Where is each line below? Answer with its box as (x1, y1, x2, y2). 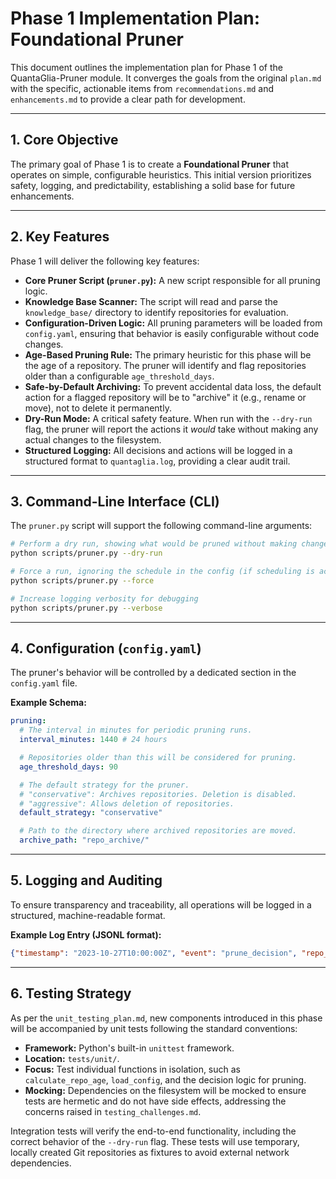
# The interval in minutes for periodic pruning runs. (19, 725, 253, 736)
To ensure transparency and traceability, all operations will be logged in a (10, 898, 312, 911)
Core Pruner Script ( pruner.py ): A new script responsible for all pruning (24, 274, 321, 286)
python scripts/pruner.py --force (10, 576, 155, 586)
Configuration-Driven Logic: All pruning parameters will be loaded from (24, 317, 323, 329)
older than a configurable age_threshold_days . (24, 370, 215, 382)
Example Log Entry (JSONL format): (10, 928, 162, 941)
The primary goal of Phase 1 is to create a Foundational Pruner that (10, 158, 290, 170)
